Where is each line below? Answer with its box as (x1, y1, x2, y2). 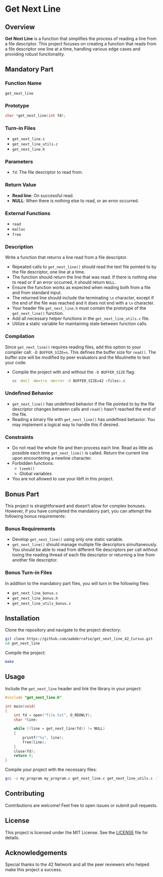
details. (5, 835, 20, 840)
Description (5, 243, 33, 250)
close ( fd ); (14, 749, 36, 754)
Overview (5, 23, 35, 31)
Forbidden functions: (12, 460, 54, 466)
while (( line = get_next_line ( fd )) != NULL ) (14, 726, 105, 731)
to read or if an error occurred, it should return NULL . (12, 279, 116, 285)
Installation (5, 614, 40, 622)
